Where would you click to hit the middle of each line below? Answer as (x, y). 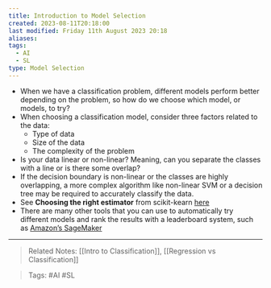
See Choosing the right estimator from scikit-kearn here (115, 202)
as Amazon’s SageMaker (61, 228)
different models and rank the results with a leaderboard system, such (137, 219)
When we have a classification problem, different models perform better (140, 91)
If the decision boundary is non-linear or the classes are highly (124, 176)
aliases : (23, 38)
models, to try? (45, 108)
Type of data (53, 134)
